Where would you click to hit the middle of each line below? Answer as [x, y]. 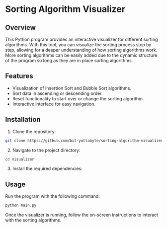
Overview [21, 28]
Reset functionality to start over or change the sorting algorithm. [78, 98]
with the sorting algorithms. [33, 220]
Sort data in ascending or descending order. [57, 93]
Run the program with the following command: [53, 196]
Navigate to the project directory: [46, 150]
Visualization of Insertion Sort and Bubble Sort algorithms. [72, 88]
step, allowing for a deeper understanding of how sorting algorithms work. [81, 50]
